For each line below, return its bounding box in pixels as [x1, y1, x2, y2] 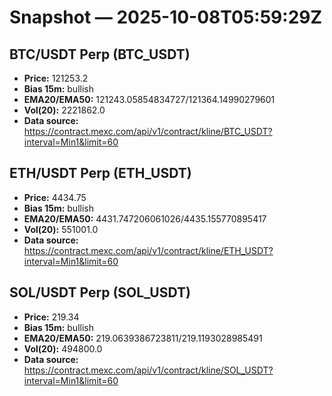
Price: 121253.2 [23, 72, 89, 84]
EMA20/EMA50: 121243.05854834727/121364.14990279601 [23, 94, 276, 105]
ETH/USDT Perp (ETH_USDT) [9, 165, 192, 182]
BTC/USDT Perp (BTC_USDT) [9, 46, 191, 63]
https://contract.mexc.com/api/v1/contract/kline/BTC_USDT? [23, 126, 273, 137]
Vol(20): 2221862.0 [23, 104, 106, 116]
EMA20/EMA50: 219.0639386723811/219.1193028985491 [23, 332, 263, 344]
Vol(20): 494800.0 [23, 342, 103, 355]
